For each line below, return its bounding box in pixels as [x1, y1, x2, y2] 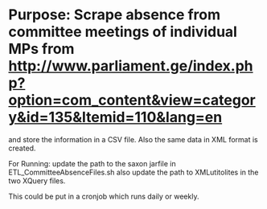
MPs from [8, 40, 75, 58]
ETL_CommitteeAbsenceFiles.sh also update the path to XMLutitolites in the [8, 167, 259, 177]
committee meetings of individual [8, 23, 237, 41]
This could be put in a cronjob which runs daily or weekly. [8, 191, 199, 201]
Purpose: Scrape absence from [8, 6, 221, 24]
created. [8, 143, 36, 153]
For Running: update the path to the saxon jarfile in [8, 158, 176, 168]
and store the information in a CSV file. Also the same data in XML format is [8, 134, 259, 144]
